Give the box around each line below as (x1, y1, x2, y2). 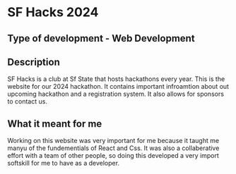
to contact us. (7, 97, 48, 106)
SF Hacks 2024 (7, 4, 99, 20)
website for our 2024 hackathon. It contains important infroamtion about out (7, 82, 230, 91)
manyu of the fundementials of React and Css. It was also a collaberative (7, 144, 220, 152)
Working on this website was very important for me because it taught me (7, 137, 220, 145)
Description (7, 56, 60, 68)
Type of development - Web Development (7, 32, 196, 44)
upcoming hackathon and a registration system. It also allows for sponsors (7, 89, 225, 99)
